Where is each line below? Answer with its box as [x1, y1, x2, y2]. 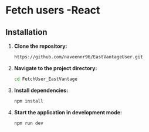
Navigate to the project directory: [13, 64, 97, 71]
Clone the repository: [13, 42, 67, 49]
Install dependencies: [13, 87, 69, 94]
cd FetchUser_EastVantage [13, 76, 77, 82]
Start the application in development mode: [13, 108, 123, 115]
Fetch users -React [5, 4, 100, 17]
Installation [5, 27, 48, 37]
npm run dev [13, 120, 43, 126]
